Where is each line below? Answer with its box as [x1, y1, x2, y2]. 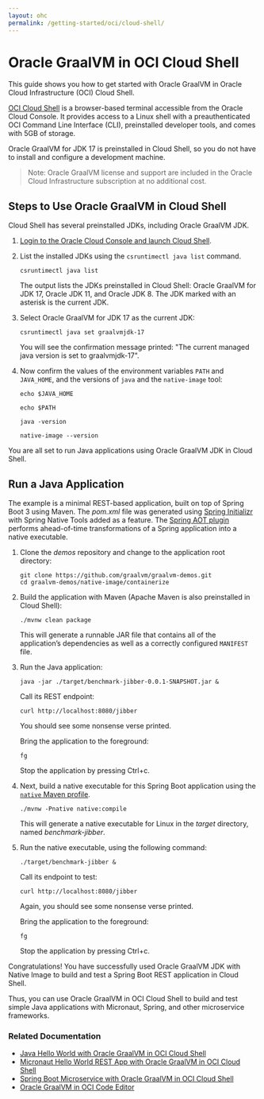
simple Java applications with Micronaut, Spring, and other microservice [8, 1003, 245, 1012]
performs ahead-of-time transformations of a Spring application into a [8, 524, 237, 534]
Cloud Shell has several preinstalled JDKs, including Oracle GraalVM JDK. [8, 220, 250, 231]
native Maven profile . [19, 790, 91, 799]
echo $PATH [19, 404, 56, 412]
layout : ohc [8, 11, 48, 20]
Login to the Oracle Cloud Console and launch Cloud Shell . [19, 236, 212, 246]
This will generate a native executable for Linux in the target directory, [19, 819, 249, 829]
